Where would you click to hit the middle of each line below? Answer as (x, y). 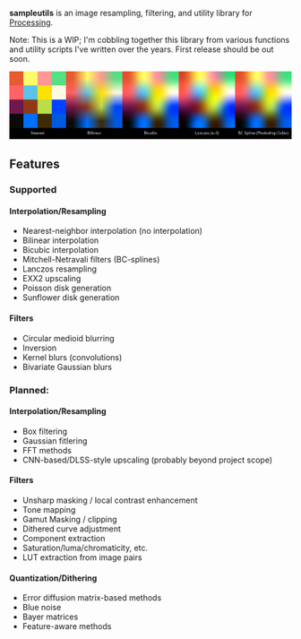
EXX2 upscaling (52, 279)
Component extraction (64, 538)
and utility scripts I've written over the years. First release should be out (142, 49)
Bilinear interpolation (60, 240)
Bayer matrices (50, 617)
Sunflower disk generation (71, 298)
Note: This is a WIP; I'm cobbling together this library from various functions (150, 40)
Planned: (29, 390)
